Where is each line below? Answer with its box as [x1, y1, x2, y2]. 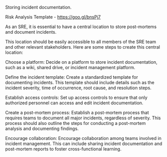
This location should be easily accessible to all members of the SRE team [5, 39, 156, 45]
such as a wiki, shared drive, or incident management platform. [5, 65, 135, 70]
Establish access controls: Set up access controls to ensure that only [5, 95, 148, 100]
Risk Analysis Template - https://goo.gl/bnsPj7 [5, 14, 101, 20]
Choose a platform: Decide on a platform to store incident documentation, [5, 59, 158, 65]
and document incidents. [5, 29, 57, 35]
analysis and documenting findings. [5, 125, 79, 131]
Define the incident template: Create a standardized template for [5, 74, 138, 80]
